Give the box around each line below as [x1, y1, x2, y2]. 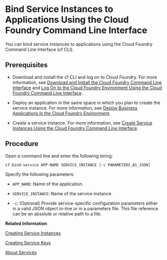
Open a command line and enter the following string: [5, 153, 113, 159]
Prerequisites [5, 61, 48, 69]
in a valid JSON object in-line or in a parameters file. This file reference [12, 205, 159, 211]
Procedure [5, 139, 39, 148]
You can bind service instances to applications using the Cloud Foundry [5, 41, 153, 47]
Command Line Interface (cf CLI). [5, 46, 74, 52]
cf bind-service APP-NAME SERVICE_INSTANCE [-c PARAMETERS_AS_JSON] [5, 162, 151, 167]
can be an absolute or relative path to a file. [12, 211, 102, 217]
